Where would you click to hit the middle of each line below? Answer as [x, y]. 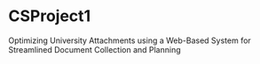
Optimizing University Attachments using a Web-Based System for [130, 40]
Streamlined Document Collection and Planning [95, 49]
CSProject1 [50, 16]
